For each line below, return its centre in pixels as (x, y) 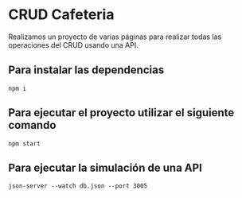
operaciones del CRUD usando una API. (74, 45)
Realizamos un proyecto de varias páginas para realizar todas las (115, 37)
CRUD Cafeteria (61, 15)
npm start (25, 144)
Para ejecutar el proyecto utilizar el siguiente (121, 113)
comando (32, 125)
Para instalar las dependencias (86, 70)
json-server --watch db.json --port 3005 (78, 186)
